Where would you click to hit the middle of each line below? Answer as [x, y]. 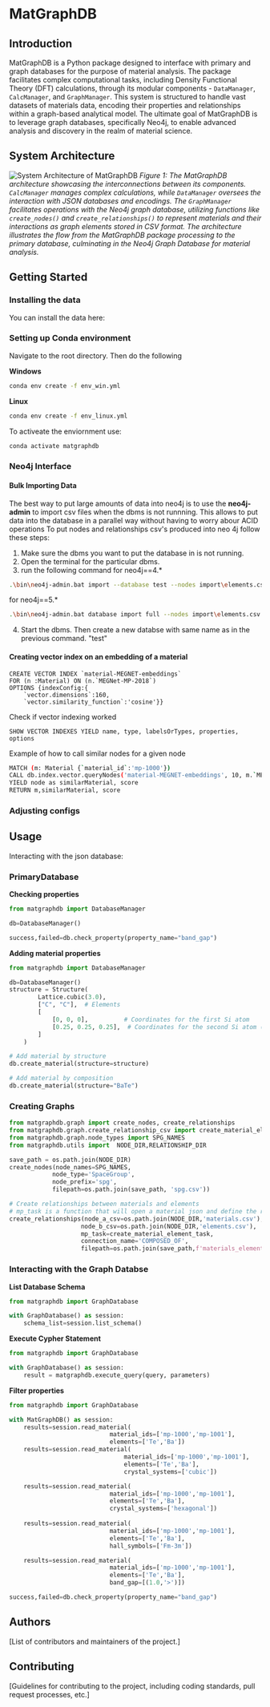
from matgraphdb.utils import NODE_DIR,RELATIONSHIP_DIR [108, 1145]
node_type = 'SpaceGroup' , [93, 1175]
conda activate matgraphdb [54, 446]
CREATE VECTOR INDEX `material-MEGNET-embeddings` [95, 674]
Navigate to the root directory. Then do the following [96, 355]
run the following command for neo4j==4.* [91, 570]
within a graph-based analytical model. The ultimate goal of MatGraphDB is [133, 114]
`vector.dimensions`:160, [67, 695]
